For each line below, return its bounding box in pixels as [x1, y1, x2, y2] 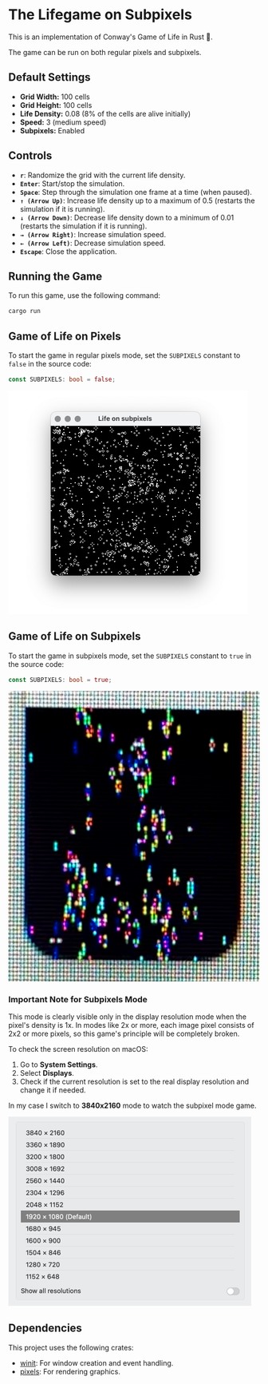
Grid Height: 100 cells [19, 100, 93, 109]
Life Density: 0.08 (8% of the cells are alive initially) [19, 109, 191, 118]
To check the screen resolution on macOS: [8, 1044, 148, 1053]
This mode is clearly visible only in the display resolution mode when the [8, 1012, 247, 1021]
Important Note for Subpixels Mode [8, 993, 148, 1005]
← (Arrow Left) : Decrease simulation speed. [19, 238, 166, 248]
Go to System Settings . [19, 1060, 98, 1069]
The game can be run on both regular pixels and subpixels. [8, 47, 202, 57]
